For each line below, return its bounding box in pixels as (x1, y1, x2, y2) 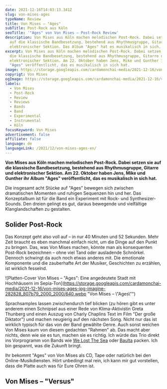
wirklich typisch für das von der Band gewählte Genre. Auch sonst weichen (5, 321, 160, 327)
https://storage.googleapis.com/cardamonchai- (64, 280, 162, 286)
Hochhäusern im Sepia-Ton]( (5, 280, 65, 286)
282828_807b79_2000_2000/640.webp (5, 291, 86, 297)
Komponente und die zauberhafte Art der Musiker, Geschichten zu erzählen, (5, 260, 162, 266)
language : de (5, 141, 32, 147)
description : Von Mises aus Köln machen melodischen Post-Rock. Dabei (5, 35, 155, 40)
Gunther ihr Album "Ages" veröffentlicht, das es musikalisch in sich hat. (5, 175, 158, 181)
